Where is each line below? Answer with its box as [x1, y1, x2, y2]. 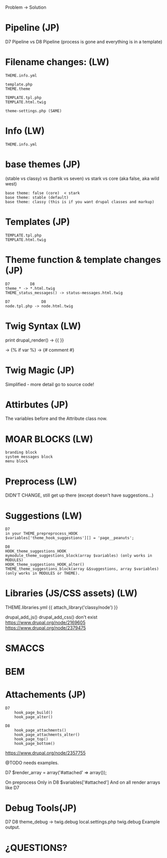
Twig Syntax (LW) [5, 320, 81, 331]
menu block [5, 459, 28, 464]
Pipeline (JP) [5, 22, 60, 33]
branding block [5, 450, 37, 455]
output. [5, 824, 20, 830]
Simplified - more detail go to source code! [5, 381, 94, 387]
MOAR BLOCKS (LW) [5, 433, 93, 445]
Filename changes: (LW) [5, 57, 109, 68]
